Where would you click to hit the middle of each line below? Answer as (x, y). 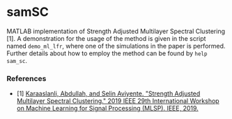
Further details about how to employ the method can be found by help (107, 53)
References (26, 78)
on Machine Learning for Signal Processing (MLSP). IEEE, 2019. (108, 109)
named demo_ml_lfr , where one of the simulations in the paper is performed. (116, 46)
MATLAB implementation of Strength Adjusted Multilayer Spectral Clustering (116, 31)
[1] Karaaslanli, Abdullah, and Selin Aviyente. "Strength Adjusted (108, 93)
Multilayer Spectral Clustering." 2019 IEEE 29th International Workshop (118, 101)
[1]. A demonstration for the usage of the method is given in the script (106, 38)
